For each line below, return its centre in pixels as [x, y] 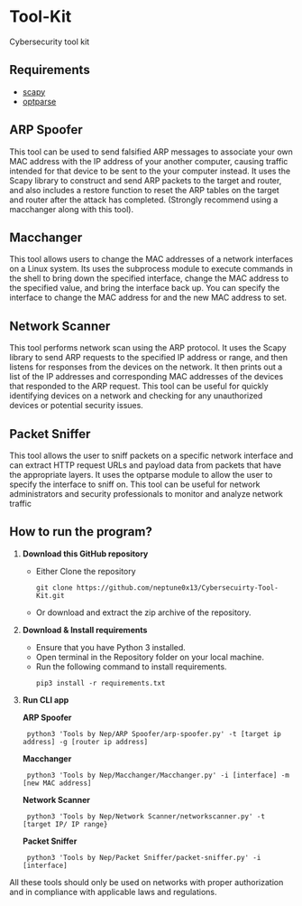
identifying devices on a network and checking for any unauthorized [136, 396]
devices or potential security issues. [77, 406]
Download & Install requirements [85, 630]
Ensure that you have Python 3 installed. [111, 647]
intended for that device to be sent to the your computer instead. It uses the [150, 171]
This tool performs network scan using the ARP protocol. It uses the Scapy [148, 348]
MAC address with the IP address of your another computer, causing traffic [149, 161]
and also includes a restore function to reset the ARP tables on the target [144, 190]
